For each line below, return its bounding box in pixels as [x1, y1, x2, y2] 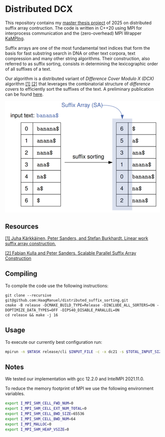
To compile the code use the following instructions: [5, 283, 109, 289]
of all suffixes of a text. [5, 66, 52, 72]
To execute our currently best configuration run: [5, 339, 102, 345]
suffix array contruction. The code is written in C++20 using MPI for [5, 25, 142, 31]
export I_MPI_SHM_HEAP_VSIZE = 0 [5, 427, 69, 432]
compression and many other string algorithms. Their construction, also [5, 55, 150, 61]
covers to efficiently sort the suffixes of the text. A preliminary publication [5, 86, 154, 92]
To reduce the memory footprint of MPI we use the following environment [5, 386, 154, 392]
